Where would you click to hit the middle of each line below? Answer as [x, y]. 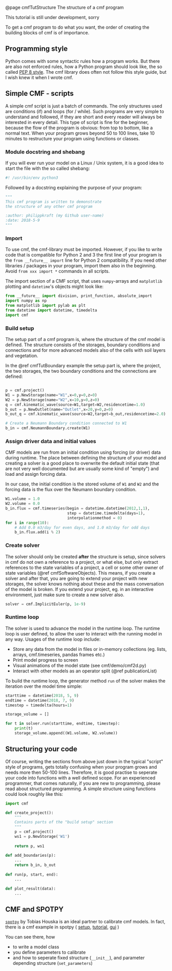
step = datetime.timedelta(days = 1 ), [106, 513]
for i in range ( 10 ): [27, 523]
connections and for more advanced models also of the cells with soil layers [85, 350]
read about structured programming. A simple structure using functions [81, 789]
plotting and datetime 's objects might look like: [55, 287]
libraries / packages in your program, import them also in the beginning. [81, 266]
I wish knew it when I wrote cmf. [39, 77]
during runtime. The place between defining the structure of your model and [86, 458]
